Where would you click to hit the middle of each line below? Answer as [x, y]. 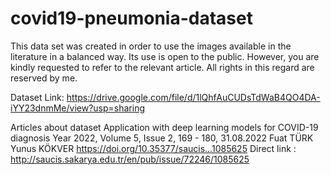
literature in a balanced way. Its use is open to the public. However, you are [165, 56]
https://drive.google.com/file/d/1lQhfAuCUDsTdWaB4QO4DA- [193, 97]
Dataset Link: [37, 97]
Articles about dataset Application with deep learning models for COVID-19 [164, 127]
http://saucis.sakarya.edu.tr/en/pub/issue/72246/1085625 [130, 159]
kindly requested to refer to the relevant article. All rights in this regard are [162, 67]
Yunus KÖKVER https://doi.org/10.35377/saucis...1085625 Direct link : [153, 148]
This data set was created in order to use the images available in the [151, 46]
